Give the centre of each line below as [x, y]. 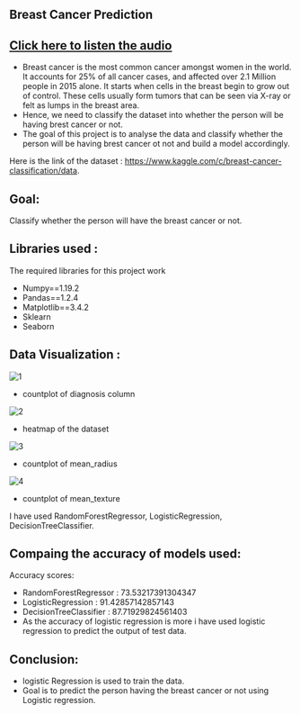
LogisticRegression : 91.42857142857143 [98, 602]
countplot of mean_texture [71, 498]
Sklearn [36, 316]
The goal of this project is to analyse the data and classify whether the [153, 134]
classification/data [44, 171]
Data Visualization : [65, 355]
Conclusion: [44, 660]
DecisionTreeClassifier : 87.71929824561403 [105, 612]
